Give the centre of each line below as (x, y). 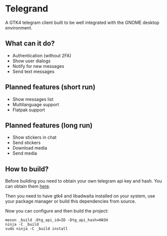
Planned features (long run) (49, 125)
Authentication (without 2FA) (42, 55)
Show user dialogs (31, 61)
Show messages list (33, 99)
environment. (19, 27)
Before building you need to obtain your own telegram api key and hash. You (83, 181)
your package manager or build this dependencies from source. (71, 201)
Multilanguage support (36, 104)
